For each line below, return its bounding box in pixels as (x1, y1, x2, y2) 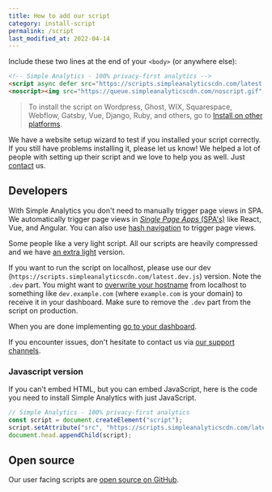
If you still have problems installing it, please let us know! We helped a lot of (8, 143, 261, 153)
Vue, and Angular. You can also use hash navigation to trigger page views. (8, 223, 257, 232)
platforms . (28, 119, 63, 129)
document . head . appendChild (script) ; (8, 430, 132, 439)
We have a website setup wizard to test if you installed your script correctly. (8, 134, 261, 144)
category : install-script (8, 19, 96, 28)
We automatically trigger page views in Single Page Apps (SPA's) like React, (8, 214, 261, 223)
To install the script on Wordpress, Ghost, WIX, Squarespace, (28, 102, 232, 112)
